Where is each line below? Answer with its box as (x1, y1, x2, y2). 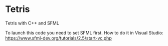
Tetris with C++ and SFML (5, 20, 59, 26)
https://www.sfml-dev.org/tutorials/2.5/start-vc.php (5, 35, 112, 41)
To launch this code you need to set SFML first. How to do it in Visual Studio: (5, 29, 163, 35)
